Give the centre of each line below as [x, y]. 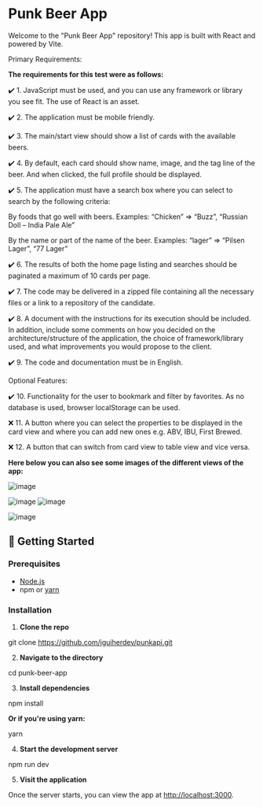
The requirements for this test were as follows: [86, 74]
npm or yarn [39, 589]
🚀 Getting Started [51, 541]
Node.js [32, 581]
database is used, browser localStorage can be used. [94, 407]
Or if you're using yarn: [47, 718]
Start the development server [69, 749]
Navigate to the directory [61, 657]
